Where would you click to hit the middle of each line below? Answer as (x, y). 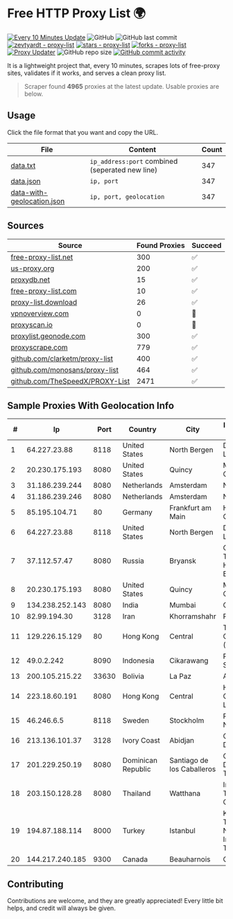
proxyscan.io (32, 325)
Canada (135, 859)
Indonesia (138, 661)
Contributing (35, 884)
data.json (26, 181)
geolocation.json (38, 201)
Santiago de (189, 761)
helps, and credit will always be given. (61, 908)
